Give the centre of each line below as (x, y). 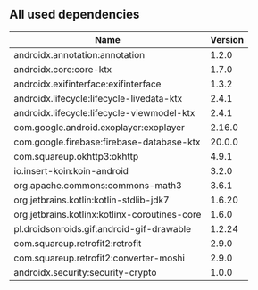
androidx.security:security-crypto (85, 272)
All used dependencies (75, 15)
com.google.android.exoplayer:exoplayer (99, 127)
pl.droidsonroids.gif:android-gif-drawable (103, 228)
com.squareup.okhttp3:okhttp (76, 156)
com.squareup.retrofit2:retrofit (78, 243)
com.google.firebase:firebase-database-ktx (107, 142)
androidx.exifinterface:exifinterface (87, 84)
